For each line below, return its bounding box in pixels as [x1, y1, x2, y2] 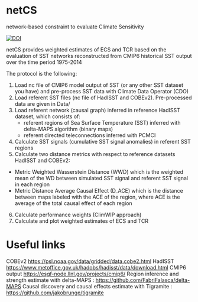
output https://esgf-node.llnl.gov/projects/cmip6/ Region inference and [6, 270, 179, 277]
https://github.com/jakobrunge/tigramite [6, 289, 105, 296]
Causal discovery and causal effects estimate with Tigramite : [22, 282, 173, 290]
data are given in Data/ [14, 100, 70, 107]
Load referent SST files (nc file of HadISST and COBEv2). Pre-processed [14, 94, 192, 101]
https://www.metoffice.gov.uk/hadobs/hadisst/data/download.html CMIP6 [6, 264, 186, 271]
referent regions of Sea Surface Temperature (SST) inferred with [23, 119, 181, 126]
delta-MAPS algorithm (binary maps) [23, 125, 113, 132]
